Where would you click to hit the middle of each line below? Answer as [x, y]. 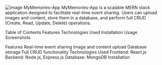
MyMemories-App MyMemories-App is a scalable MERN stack [87, 8]
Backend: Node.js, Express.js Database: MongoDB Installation [67, 57]
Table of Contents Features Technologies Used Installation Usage [71, 32]
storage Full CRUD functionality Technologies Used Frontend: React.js [76, 52]
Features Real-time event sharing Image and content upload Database [76, 47]
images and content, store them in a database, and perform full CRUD [76, 18]
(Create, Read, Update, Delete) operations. [48, 23]
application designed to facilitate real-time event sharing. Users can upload [81, 13]
